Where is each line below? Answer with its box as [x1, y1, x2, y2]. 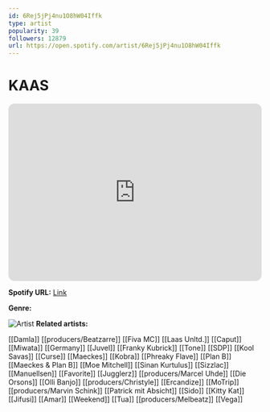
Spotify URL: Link [8, 288, 67, 298]
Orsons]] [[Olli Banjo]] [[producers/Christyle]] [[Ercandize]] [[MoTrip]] [8, 377, 239, 387]
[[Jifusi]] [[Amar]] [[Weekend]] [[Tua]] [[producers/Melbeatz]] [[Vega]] [8, 394, 243, 404]
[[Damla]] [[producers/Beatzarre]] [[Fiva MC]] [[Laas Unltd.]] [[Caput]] [8, 335, 243, 344]
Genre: [8, 303, 32, 313]
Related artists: [35, 319, 88, 329]
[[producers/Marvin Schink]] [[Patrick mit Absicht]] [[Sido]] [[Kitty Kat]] [8, 386, 245, 396]
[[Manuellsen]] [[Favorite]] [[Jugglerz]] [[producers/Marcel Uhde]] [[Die [8, 368, 247, 379]
